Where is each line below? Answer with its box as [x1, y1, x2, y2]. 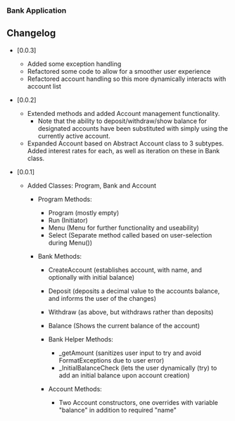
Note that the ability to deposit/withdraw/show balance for [37, 117, 207, 125]
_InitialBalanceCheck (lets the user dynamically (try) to [58, 363, 217, 372]
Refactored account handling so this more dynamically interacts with [27, 75, 227, 83]
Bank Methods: [37, 252, 82, 260]
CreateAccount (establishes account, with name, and [48, 266, 202, 274]
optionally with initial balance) [48, 273, 135, 281]
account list [27, 82, 61, 90]
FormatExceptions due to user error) [58, 356, 165, 364]
